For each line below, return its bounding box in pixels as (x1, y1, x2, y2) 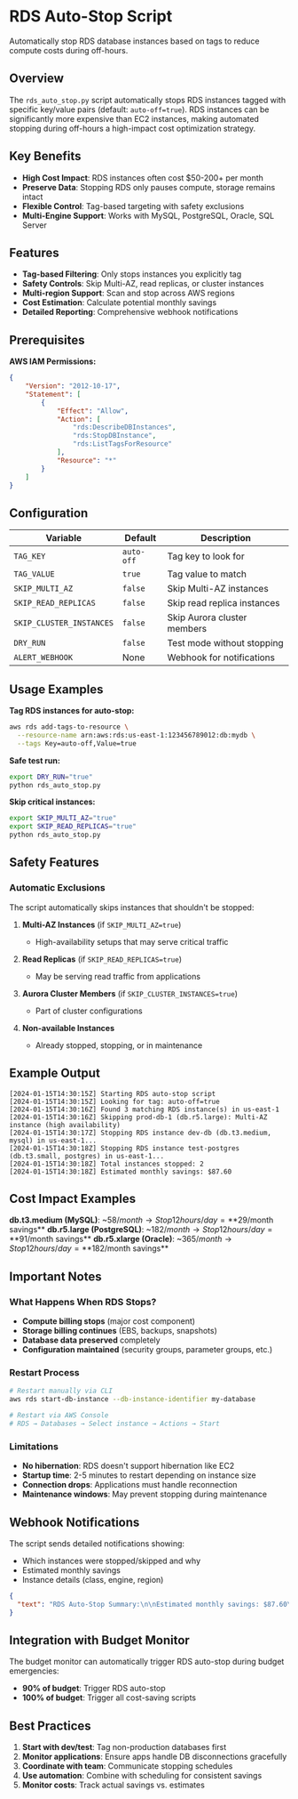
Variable (45, 532, 82, 545)
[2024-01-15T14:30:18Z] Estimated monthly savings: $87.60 (9, 1167, 232, 1176)
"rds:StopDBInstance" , (72, 432, 157, 440)
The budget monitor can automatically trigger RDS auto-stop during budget (9, 1657, 285, 1667)
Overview (9, 71, 65, 86)
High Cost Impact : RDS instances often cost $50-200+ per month (21, 172, 264, 183)
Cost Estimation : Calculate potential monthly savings (21, 297, 217, 308)
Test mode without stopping (167, 637, 284, 649)
